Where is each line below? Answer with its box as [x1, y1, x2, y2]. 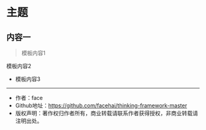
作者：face [15, 94, 43, 101]
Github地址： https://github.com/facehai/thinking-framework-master [15, 102, 188, 109]
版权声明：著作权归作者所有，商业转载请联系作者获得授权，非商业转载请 [15, 110, 198, 117]
